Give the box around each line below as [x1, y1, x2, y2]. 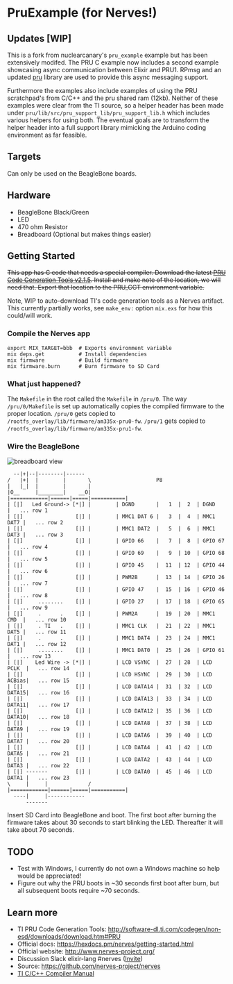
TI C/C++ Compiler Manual [17, 969, 95, 977]
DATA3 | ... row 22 [7, 762, 70, 769]
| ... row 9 [7, 604, 49, 612]
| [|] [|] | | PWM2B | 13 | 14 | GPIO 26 [7, 574, 225, 581]
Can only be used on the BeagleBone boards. [7, 169, 137, 178]
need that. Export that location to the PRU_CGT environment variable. [7, 283, 205, 292]
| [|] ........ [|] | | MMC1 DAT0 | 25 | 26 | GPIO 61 [7, 647, 225, 654]
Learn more [7, 906, 58, 918]
